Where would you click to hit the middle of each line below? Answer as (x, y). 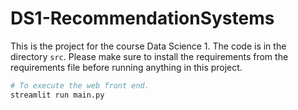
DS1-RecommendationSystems (142, 18)
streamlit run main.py (57, 95)
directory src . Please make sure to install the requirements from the (149, 56)
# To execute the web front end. (80, 85)
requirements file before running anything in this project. (126, 67)
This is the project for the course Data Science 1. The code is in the (148, 46)
